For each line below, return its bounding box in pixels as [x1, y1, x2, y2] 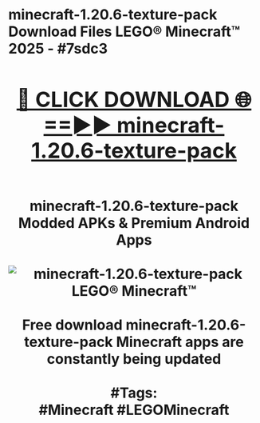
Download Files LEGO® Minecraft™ [8, 22, 241, 41]
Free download [22, 316, 123, 333]
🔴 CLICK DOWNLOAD [16, 86, 230, 113]
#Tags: [110, 384, 158, 401]
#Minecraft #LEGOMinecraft [38, 401, 230, 419]
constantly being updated [46, 349, 222, 368]
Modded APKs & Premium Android [18, 213, 250, 232]
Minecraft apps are [116, 333, 245, 351]
